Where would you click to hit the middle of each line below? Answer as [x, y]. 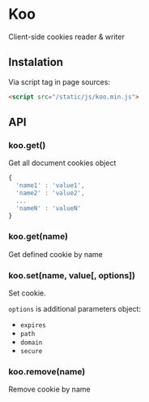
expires [33, 326]
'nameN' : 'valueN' [49, 208]
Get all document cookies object [62, 163]
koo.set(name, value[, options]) [72, 275]
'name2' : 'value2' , [50, 193]
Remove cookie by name [49, 389]
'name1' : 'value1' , [50, 186]
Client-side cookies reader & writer [67, 37]
